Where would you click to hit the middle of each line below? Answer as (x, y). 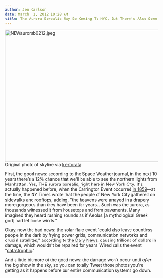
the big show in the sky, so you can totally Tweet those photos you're (74, 265)
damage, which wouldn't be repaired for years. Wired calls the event (73, 245)
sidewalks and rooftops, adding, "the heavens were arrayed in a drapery (77, 200)
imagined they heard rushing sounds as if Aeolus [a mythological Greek (76, 215)
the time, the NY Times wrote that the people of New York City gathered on (80, 195)
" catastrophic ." (20, 251)
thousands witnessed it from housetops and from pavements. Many (73, 210)
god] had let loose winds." (31, 221)
